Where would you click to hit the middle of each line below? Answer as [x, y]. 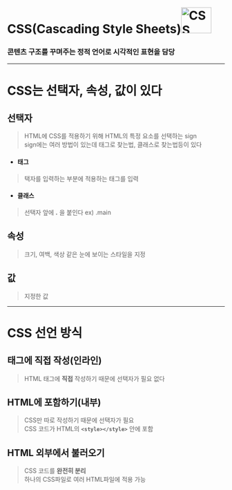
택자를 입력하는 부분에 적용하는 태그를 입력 [81, 178]
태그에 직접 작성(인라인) [55, 360]
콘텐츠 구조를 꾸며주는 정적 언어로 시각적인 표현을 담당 [91, 52]
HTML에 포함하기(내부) [54, 402]
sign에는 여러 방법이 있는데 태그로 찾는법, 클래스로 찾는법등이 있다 [113, 144]
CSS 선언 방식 [45, 333]
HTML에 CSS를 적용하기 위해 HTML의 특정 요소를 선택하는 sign [110, 136]
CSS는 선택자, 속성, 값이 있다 [85, 91]
